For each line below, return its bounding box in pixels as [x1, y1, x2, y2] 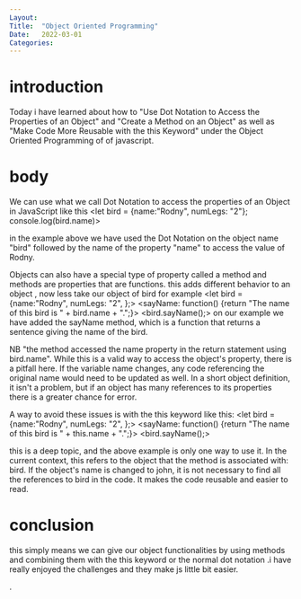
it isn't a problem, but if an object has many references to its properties [9, 383, 272, 393]
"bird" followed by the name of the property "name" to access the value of [9, 242, 286, 253]
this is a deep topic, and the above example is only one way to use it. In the [9, 445, 288, 456]
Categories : [9, 38, 54, 48]
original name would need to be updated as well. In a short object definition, [9, 373, 290, 383]
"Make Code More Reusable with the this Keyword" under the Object [9, 126, 263, 137]
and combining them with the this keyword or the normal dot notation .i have [9, 554, 292, 566]
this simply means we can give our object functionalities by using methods [9, 545, 286, 556]
